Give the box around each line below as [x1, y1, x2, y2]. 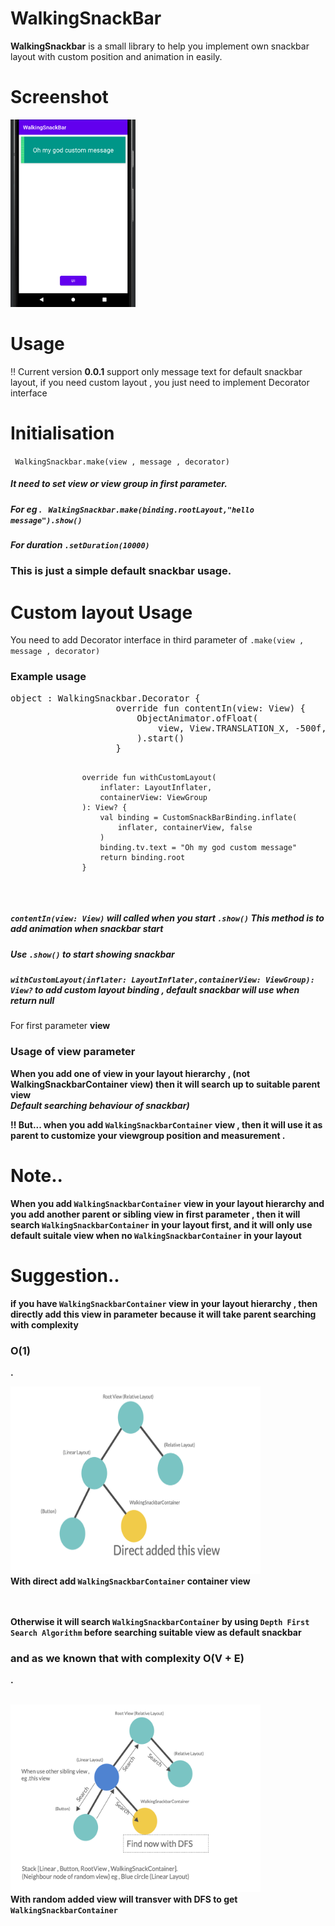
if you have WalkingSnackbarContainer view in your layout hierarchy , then [10, 1297, 318, 1309]
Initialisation [10, 422, 115, 444]
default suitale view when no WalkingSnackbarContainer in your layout [10, 1229, 302, 1241]
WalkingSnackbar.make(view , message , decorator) [14, 457, 230, 467]
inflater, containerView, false [117, 822, 253, 832]
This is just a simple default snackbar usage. [10, 564, 232, 578]
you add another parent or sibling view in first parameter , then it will [10, 1208, 301, 1220]
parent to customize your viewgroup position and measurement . [10, 1129, 286, 1141]
